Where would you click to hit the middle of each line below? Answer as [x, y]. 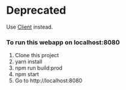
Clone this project [37, 55]
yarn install [28, 62]
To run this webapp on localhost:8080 [63, 42]
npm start [27, 75]
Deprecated [36, 10]
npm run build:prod [39, 68]
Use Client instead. [30, 27]
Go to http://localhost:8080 [49, 80]
